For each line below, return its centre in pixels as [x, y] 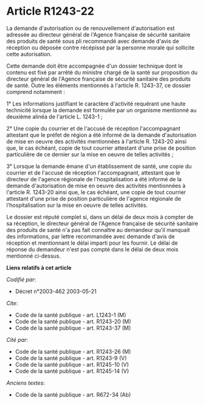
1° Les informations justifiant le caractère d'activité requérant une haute [96, 103]
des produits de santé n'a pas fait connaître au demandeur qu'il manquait [98, 229]
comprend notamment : [36, 92]
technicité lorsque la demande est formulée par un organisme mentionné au [101, 110]
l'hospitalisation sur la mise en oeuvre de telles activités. [77, 205]
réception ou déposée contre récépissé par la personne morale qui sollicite [100, 48]
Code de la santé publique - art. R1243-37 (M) [73, 328]
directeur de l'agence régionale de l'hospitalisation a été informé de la [94, 179]
